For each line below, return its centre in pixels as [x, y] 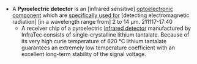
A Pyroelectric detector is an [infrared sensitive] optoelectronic [92, 9]
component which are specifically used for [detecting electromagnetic [101, 15]
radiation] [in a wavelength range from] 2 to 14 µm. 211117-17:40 [92, 22]
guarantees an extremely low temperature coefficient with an [98, 48]
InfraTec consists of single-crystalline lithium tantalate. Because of [105, 35]
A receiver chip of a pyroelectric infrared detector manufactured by [106, 28]
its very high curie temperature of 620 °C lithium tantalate [94, 41]
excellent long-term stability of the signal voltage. [84, 54]
